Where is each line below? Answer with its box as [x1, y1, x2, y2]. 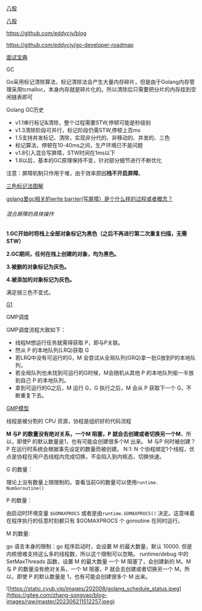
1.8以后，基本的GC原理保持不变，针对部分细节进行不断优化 [14, 157, 162, 164]
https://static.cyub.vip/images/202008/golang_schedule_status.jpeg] [10, 585, 181, 592]
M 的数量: [6, 530, 30, 537]
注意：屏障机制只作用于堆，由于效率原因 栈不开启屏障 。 [6, 170, 144, 176]
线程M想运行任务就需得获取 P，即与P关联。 [14, 339, 124, 347]
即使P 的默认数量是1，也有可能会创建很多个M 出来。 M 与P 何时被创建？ [16, 438, 196, 445]
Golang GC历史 [6, 106, 44, 113]
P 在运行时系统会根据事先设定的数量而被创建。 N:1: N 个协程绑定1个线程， [6, 446, 190, 453]
